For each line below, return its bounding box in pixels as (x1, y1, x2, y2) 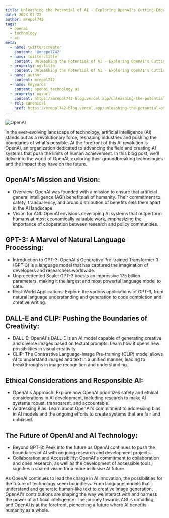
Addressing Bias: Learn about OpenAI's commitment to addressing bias (12, 405, 161, 412)
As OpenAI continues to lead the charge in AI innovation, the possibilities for (5, 475, 163, 481)
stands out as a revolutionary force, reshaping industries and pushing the (5, 134, 157, 140)
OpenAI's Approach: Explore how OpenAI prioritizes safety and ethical (12, 390, 158, 396)
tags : (5, 21, 17, 27)
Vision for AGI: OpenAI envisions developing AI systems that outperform (12, 210, 162, 216)
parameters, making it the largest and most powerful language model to (12, 278, 161, 284)
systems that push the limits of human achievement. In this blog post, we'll (5, 150, 159, 156)
